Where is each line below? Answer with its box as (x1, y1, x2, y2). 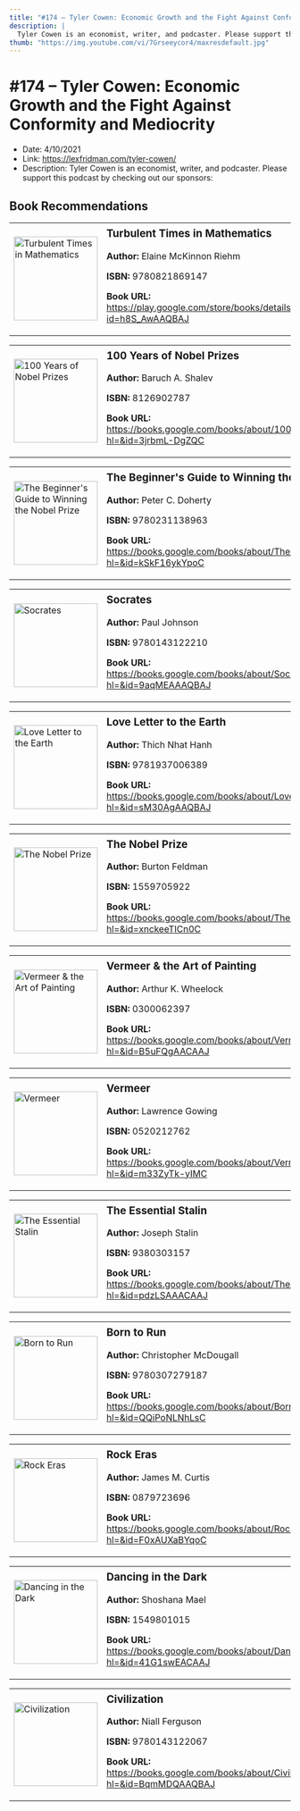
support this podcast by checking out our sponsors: (21, 172, 213, 183)
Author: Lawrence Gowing (106, 1104, 218, 1117)
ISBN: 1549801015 (106, 1614, 191, 1626)
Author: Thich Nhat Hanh (106, 738, 212, 750)
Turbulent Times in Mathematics (106, 227, 272, 240)
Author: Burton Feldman (106, 860, 208, 873)
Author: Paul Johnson (106, 616, 199, 628)
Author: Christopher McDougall (106, 1349, 239, 1362)
